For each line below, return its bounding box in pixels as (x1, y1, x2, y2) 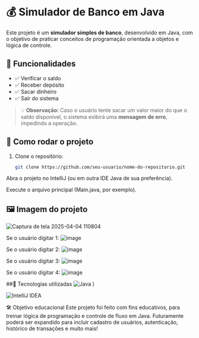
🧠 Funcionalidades (6, 59, 76, 69)
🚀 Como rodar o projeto (6, 137, 94, 147)
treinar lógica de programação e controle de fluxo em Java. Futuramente (6, 312, 184, 320)
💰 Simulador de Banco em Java (6, 5, 165, 19)
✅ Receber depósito (14, 81, 64, 89)
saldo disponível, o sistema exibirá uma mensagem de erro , (20, 113, 168, 120)
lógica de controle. (6, 42, 52, 49)
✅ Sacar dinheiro (14, 88, 57, 95)
